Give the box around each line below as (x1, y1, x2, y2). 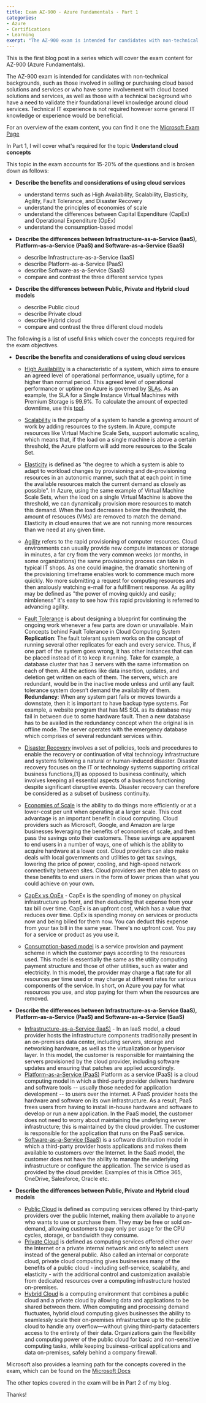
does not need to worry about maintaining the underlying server (24, 1117, 186, 1123)
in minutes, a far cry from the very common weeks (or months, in (24, 551, 189, 558)
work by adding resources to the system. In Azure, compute (24, 423, 176, 430)
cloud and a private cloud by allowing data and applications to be (24, 1297, 189, 1304)
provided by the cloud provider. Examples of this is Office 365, (24, 1169, 183, 1175)
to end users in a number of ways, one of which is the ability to (24, 841, 184, 848)
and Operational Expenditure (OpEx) (24, 217, 116, 224)
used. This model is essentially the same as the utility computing (24, 956, 188, 963)
